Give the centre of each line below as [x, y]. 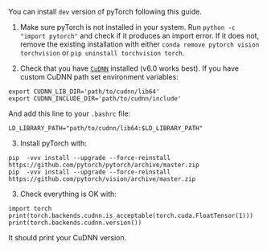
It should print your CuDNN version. [68, 238]
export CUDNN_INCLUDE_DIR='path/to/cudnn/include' [95, 99]
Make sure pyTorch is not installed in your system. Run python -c [127, 27]
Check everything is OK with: [68, 194]
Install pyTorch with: [53, 143]
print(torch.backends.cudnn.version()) [75, 223]
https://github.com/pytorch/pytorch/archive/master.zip [104, 165]
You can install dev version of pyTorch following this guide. [105, 12]
